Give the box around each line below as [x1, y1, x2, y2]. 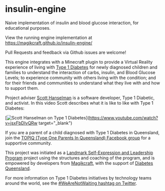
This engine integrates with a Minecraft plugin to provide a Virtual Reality [5, 59, 153, 65]
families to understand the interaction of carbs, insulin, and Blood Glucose [5, 69, 156, 75]
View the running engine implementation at [5, 35, 93, 40]
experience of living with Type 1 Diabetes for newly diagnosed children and [5, 64, 158, 70]
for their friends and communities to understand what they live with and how [5, 80, 160, 86]
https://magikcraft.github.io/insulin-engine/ [5, 39, 93, 45]
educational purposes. [5, 25, 51, 31]
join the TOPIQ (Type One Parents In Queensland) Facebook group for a [5, 135, 151, 141]
